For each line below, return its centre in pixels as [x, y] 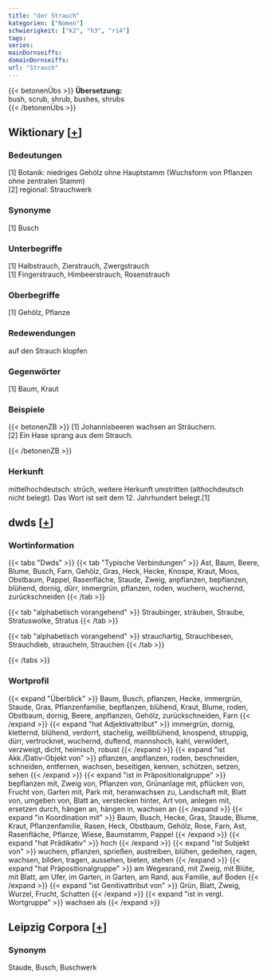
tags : [17, 38]
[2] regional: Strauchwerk [50, 189]
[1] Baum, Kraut [33, 388]
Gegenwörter [35, 371]
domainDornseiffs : [39, 61]
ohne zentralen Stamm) [47, 181]
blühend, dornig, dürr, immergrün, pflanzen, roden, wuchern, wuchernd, [127, 588]
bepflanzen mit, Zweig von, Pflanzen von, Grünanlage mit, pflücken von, [127, 783]
